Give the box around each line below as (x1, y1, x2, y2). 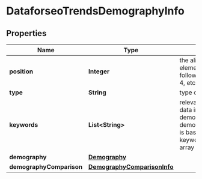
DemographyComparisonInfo (88, 163, 174, 171)
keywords (9, 121, 38, 129)
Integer (88, 67, 110, 76)
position (9, 67, 34, 76)
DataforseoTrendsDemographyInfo (6, 4, 185, 18)
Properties (6, 28, 47, 38)
